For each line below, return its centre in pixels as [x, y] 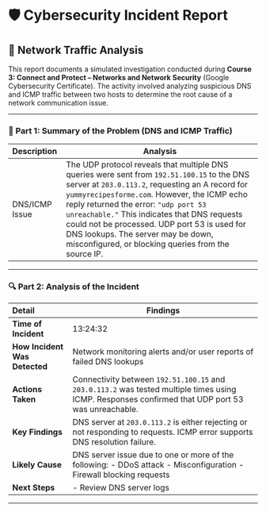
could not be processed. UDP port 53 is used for [156, 225]
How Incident [38, 346]
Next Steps [34, 487]
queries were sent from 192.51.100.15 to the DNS [158, 175]
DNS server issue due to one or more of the [153, 455]
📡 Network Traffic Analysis [76, 50]
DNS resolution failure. [114, 441]
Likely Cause [37, 464]
